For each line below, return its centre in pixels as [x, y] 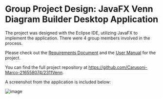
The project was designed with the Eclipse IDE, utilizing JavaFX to [71, 33]
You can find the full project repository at [46, 67]
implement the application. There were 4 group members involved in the [78, 38]
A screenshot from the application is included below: [58, 82]
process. [14, 43]
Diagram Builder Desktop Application [82, 19]
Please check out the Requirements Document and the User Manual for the [81, 53]
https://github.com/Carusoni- [118, 67]
